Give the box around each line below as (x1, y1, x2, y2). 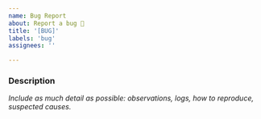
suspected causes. (8, 102, 72, 112)
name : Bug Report (8, 11, 67, 20)
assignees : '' (8, 42, 56, 50)
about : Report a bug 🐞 (8, 19, 85, 27)
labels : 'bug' (8, 34, 56, 43)
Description (8, 76, 56, 87)
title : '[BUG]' (8, 27, 60, 35)
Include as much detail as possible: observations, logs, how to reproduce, (8, 93, 254, 103)
